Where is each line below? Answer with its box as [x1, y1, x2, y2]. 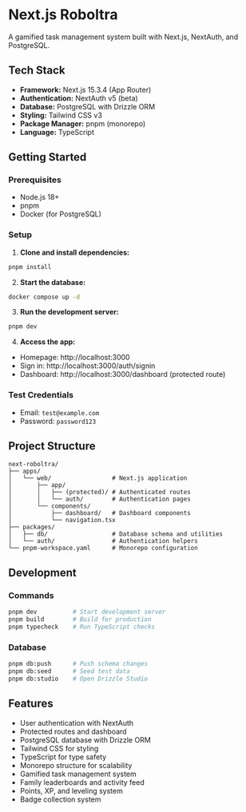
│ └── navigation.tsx [8, 517, 116, 525]
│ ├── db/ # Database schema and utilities [8, 530, 224, 538]
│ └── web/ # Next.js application [8, 474, 188, 482]
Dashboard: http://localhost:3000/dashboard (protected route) [19, 370, 226, 379]
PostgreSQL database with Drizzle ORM [19, 735, 152, 744]
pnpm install [8, 263, 52, 271]
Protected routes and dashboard [19, 727, 127, 736]
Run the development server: [19, 307, 120, 317]
